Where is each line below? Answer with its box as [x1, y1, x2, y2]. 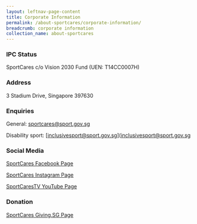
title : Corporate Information [6, 14, 81, 20]
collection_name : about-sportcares [6, 31, 94, 37]
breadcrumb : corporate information [6, 25, 94, 31]
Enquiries [6, 107, 34, 115]
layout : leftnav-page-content [6, 8, 81, 15]
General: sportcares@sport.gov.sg [6, 120, 91, 127]
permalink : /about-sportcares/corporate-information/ [6, 20, 142, 25]
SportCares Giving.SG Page [6, 211, 74, 218]
